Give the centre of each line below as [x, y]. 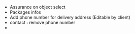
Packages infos [25, 12]
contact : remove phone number [42, 22]
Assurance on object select [37, 7]
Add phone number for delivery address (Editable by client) [70, 17]
